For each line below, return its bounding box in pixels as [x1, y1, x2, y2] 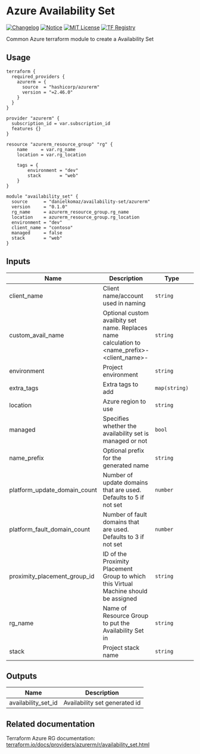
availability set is [102, 429, 149, 437]
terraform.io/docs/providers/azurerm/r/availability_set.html [6, 741, 150, 748]
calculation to [102, 338, 141, 346]
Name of [102, 604, 127, 612]
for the [102, 453, 122, 462]
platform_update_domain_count [9, 486, 97, 494]
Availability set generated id [63, 699, 141, 707]
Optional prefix [102, 446, 145, 455]
